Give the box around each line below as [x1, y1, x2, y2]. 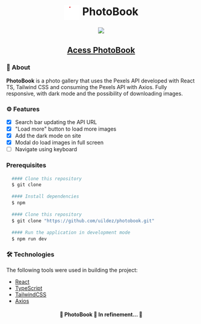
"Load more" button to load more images [14, 125, 117, 132]
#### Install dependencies [11, 193, 79, 200]
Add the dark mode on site [14, 132, 81, 140]
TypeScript [14, 284, 43, 291]
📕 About [6, 63, 31, 72]
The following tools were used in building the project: [6, 266, 138, 273]
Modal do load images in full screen [14, 139, 104, 146]
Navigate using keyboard [14, 146, 77, 153]
